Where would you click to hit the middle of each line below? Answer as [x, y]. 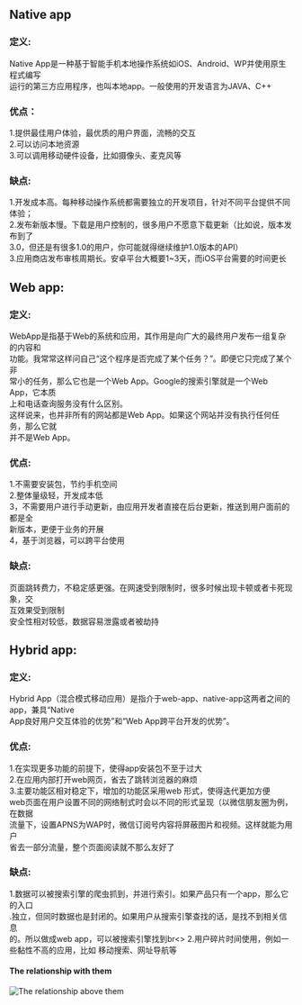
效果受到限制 [40, 610]
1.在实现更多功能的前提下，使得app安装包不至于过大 [106, 768]
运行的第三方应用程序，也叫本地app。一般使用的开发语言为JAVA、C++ [141, 86]
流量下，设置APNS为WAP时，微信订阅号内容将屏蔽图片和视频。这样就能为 [147, 824]
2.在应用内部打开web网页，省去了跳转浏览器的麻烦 [103, 779]
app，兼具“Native [42, 710]
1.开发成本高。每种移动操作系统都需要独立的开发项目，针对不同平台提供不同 [150, 203]
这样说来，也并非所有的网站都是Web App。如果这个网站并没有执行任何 [141, 414]
